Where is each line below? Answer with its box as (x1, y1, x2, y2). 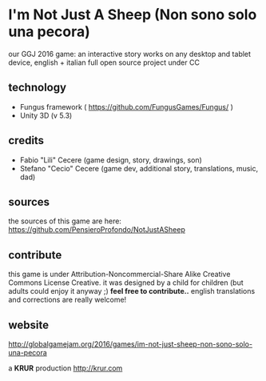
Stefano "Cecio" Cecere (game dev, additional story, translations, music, (19, 163, 259, 173)
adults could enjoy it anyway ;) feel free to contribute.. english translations (8, 287, 256, 296)
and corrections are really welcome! (8, 295, 127, 305)
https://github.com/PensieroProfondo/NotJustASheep (8, 225, 186, 235)
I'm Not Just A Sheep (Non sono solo (8, 6, 257, 24)
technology (8, 81, 66, 94)
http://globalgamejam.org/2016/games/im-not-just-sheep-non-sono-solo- (8, 339, 253, 349)
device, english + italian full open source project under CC (8, 58, 200, 67)
